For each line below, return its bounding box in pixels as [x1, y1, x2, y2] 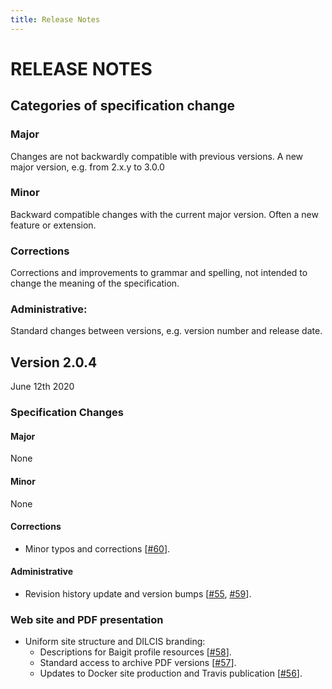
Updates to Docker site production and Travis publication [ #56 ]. [39, 667, 303, 680]
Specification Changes [10, 406, 124, 420]
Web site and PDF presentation [10, 612, 164, 626]
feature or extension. [10, 219, 97, 231]
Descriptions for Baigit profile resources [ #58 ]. [39, 646, 232, 658]
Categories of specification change [10, 97, 235, 115]
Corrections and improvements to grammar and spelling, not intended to [10, 267, 308, 279]
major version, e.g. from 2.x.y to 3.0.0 [10, 161, 165, 173]
